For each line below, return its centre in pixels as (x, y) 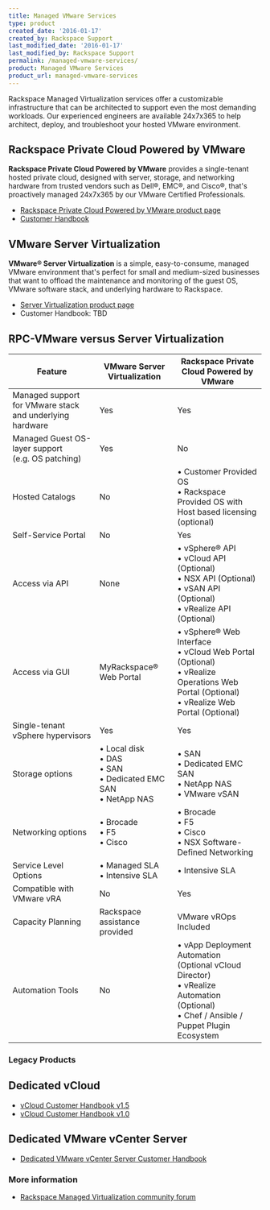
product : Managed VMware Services (66, 68)
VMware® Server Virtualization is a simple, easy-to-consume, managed (129, 263)
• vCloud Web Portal (216, 652)
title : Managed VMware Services (62, 16)
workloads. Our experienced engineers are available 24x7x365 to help (125, 116)
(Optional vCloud (209, 965)
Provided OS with (210, 502)
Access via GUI (41, 672)
